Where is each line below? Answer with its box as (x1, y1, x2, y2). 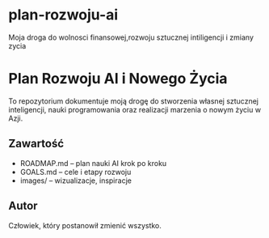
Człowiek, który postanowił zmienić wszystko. (8, 220, 162, 230)
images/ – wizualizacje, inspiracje (19, 176, 132, 185)
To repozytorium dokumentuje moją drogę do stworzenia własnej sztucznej (8, 96, 258, 106)
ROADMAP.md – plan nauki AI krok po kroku (19, 158, 167, 168)
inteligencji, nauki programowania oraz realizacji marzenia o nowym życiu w (8, 104, 261, 114)
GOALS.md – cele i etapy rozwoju (19, 167, 132, 176)
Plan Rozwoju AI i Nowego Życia (8, 70, 228, 88)
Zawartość (8, 137, 65, 151)
